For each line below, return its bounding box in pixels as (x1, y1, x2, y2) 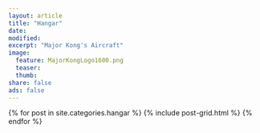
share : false (8, 79, 52, 87)
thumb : (15, 71, 38, 79)
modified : (8, 34, 42, 42)
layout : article (8, 11, 63, 20)
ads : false (8, 86, 45, 95)
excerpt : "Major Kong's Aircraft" (8, 42, 124, 50)
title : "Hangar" (8, 19, 63, 27)
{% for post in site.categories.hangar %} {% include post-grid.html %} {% (8, 108, 253, 118)
